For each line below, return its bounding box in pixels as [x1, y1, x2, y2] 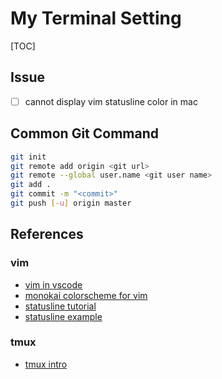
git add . [10, 180, 52, 190]
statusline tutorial [24, 300, 97, 312]
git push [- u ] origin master [10, 198, 132, 208]
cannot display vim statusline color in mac [24, 95, 198, 107]
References [10, 226, 84, 243]
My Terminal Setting [10, 7, 182, 30]
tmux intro [24, 358, 68, 370]
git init [10, 152, 47, 162]
